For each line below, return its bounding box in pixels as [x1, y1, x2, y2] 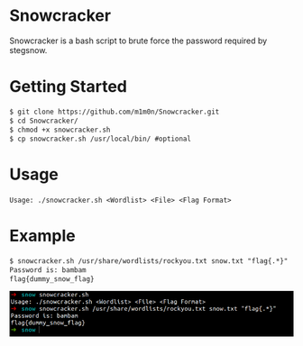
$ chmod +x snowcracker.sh [9, 125, 111, 134]
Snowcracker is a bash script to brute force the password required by [9, 35, 268, 46]
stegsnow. [9, 44, 48, 55]
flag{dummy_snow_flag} [9, 274, 95, 284]
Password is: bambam [9, 265, 87, 275]
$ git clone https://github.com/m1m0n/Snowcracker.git [9, 107, 220, 116]
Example [9, 226, 76, 246]
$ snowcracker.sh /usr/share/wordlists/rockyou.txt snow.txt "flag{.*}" [9, 256, 289, 266]
